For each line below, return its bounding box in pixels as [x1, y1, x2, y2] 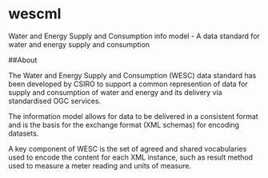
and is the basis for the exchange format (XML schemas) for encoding [8, 120, 240, 129]
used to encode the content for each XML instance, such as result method [8, 152, 254, 162]
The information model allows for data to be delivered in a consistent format [8, 111, 258, 121]
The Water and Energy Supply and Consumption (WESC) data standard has [8, 70, 257, 80]
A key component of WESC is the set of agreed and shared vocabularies [8, 144, 247, 153]
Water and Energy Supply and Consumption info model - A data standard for [8, 31, 260, 41]
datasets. [8, 129, 39, 138]
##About [8, 55, 38, 65]
